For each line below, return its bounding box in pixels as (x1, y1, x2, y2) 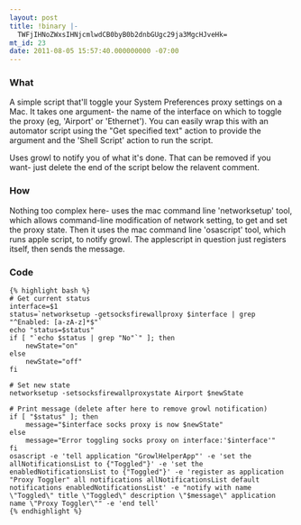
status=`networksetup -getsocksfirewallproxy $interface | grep (9, 310, 256, 320)
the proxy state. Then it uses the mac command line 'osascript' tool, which (9, 224, 287, 235)
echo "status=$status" (9, 326, 95, 335)
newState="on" (25, 341, 78, 351)
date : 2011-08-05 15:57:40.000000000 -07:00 (9, 47, 179, 56)
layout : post (9, 13, 59, 23)
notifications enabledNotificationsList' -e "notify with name (9, 484, 252, 493)
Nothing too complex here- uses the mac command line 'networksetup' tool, (9, 204, 293, 216)
